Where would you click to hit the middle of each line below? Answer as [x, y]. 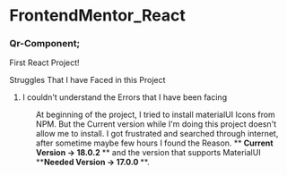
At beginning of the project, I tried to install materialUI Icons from [155, 115]
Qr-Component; [45, 44]
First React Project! [44, 62]
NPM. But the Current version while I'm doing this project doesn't [156, 124]
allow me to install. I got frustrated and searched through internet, [157, 134]
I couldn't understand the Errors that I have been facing [124, 97]
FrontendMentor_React [97, 16]
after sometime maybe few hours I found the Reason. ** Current [154, 143]
